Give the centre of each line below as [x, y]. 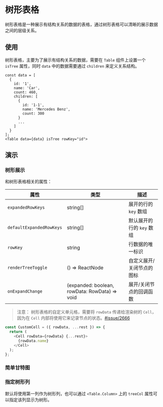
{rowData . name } [33, 341]
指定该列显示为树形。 [30, 400]
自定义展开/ [142, 261]
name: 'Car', [27, 88]
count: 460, [26, 92]
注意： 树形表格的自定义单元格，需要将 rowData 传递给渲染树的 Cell [84, 312]
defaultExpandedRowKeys [35, 228]
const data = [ [20, 75]
